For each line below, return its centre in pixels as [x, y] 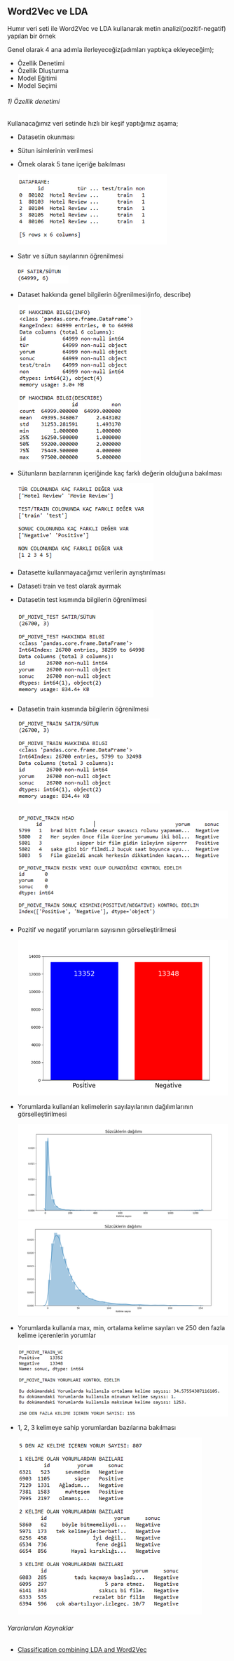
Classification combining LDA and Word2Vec [82, 1650]
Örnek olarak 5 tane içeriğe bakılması [71, 164]
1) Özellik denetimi [34, 102]
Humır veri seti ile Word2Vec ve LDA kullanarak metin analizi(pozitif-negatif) [117, 28]
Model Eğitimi [37, 78]
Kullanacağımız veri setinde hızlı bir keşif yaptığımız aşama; [93, 124]
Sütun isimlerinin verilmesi [55, 151]
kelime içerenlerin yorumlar [57, 1335]
